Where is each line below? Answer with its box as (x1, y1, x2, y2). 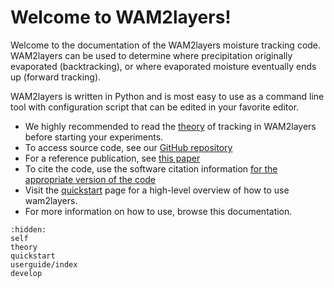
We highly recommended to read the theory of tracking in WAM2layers (24, 120, 317, 132)
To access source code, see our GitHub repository (24, 141, 233, 153)
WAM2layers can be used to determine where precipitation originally (10, 49, 293, 61)
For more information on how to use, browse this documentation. (24, 205, 293, 217)
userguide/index (10, 259, 78, 270)
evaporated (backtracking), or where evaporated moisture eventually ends (10, 60, 317, 72)
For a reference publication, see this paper (24, 152, 201, 164)
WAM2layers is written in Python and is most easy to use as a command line (10, 90, 325, 102)
